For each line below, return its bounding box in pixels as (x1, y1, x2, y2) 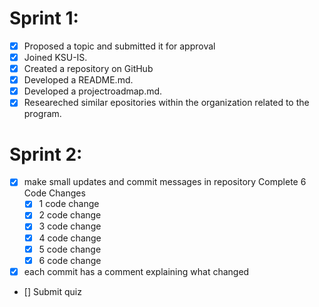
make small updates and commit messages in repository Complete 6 (23, 176, 307, 188)
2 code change (38, 209, 102, 221)
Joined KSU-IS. (23, 52, 88, 63)
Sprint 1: (9, 7, 79, 30)
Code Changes (23, 187, 86, 199)
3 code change (38, 220, 102, 232)
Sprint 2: (9, 143, 83, 166)
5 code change (38, 243, 102, 255)
